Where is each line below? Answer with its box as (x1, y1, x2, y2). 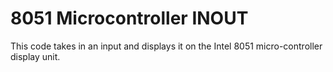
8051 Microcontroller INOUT (10, 7, 249, 30)
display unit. (10, 50, 61, 62)
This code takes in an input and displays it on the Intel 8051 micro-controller (10, 40, 323, 52)
